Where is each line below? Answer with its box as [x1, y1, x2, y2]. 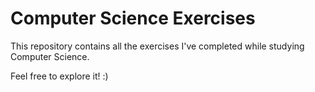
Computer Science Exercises [10, 7, 256, 30]
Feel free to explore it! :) [10, 70, 109, 82]
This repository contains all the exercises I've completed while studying [10, 40, 305, 52]
